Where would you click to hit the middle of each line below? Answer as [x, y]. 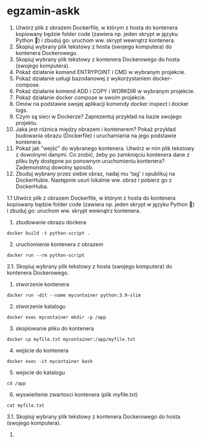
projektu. [26, 123]
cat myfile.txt [26, 405]
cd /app [16, 383]
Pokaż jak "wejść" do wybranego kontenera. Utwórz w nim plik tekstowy [105, 148]
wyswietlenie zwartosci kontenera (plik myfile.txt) [77, 394]
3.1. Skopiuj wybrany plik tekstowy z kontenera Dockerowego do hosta [94, 416]
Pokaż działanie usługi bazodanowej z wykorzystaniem [83, 78]
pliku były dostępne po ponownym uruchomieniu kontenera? [90, 161]
